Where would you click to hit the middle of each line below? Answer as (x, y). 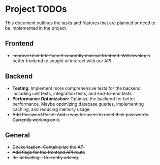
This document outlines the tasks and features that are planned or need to (80, 23)
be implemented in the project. (36, 28)
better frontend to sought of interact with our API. (62, 61)
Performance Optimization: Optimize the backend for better (74, 99)
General (18, 135)
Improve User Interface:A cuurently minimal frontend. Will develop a (81, 55)
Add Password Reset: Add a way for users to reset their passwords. (81, 114)
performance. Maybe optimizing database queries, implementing (78, 104)
